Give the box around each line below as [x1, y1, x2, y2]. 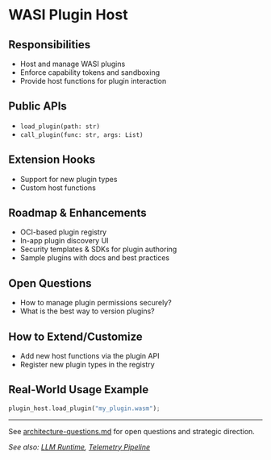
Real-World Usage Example [8, 383, 149, 396]
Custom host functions [19, 183, 97, 193]
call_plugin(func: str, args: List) [19, 131, 144, 139]
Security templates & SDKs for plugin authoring [19, 244, 177, 255]
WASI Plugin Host [8, 6, 128, 24]
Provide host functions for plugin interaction [19, 77, 167, 85]
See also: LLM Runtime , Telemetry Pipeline [8, 441, 151, 452]
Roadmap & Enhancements [8, 206, 147, 220]
